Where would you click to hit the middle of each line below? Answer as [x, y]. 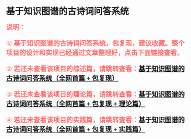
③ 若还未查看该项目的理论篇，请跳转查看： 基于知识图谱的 [95, 95]
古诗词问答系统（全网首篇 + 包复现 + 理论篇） [76, 104]
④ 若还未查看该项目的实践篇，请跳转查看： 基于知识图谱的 [95, 120]
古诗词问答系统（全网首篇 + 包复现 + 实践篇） [76, 130]
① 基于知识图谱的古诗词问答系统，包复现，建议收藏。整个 [95, 44]
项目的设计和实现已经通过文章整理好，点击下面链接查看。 [95, 53]
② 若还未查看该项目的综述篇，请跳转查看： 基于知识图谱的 [95, 69]
